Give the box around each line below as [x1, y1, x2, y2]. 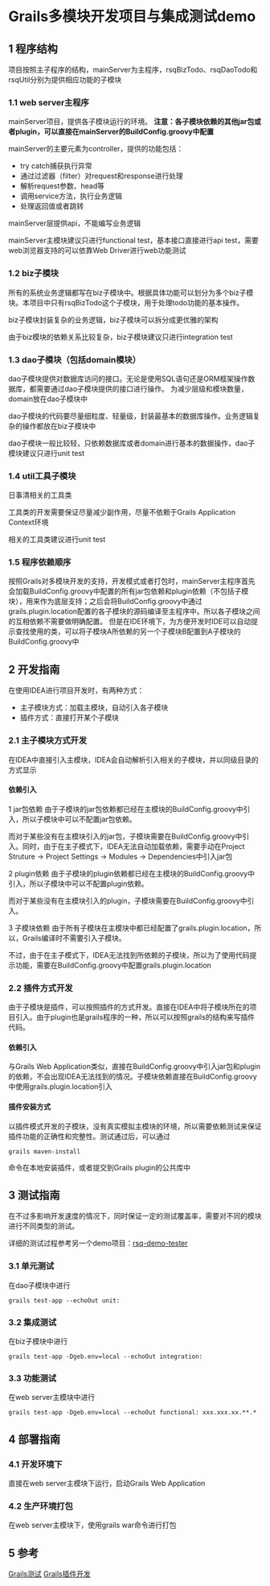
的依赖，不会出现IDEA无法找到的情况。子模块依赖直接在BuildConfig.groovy [8, 1072, 257, 1082]
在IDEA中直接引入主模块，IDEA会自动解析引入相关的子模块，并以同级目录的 [8, 755, 259, 764]
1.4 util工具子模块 [8, 470, 76, 482]
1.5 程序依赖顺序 [8, 557, 72, 568]
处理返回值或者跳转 [19, 201, 84, 211]
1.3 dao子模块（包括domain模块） [8, 354, 141, 365]
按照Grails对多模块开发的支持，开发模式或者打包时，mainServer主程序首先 [8, 577, 256, 586]
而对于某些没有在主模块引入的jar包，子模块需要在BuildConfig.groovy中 [8, 831, 243, 841]
